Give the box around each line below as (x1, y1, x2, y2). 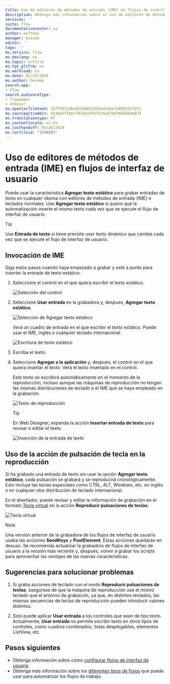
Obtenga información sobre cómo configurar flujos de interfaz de (12, 657, 149, 663)
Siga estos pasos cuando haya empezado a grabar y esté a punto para (5, 264, 153, 271)
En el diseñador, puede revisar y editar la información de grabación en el (5, 497, 157, 503)
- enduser (5, 102, 26, 107)
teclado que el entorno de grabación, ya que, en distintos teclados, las (12, 592, 159, 598)
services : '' (5, 17, 33, 22)
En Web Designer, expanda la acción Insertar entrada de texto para (12, 420, 154, 426)
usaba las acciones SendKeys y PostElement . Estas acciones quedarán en (5, 537, 162, 543)
